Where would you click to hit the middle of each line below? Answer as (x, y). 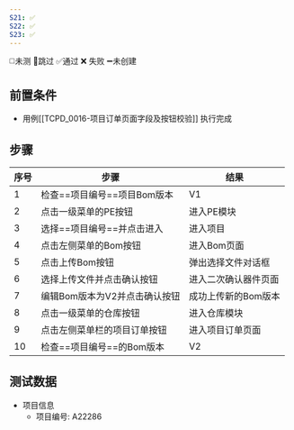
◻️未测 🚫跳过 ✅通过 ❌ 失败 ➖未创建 (73, 61)
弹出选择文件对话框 (229, 262)
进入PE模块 (212, 211)
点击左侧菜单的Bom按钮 (91, 246)
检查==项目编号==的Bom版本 (102, 347)
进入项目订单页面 (225, 330)
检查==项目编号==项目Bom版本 (107, 195)
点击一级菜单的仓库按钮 (91, 313)
